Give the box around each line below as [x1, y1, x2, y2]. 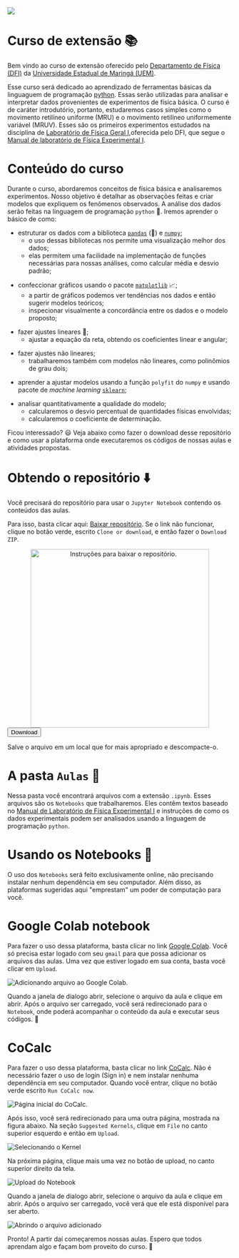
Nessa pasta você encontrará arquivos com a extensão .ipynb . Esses [7, 791, 212, 800]
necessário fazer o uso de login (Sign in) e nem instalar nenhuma [7, 1070, 199, 1080]
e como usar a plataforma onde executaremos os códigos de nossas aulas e [7, 435, 232, 445]
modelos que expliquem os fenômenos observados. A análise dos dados [7, 199, 221, 208]
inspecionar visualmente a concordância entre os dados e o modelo [28, 306, 228, 315]
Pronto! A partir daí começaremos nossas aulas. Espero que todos [7, 1234, 202, 1243]
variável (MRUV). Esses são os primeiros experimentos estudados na [7, 121, 210, 129]
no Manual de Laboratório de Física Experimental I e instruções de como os [7, 806, 230, 815]
